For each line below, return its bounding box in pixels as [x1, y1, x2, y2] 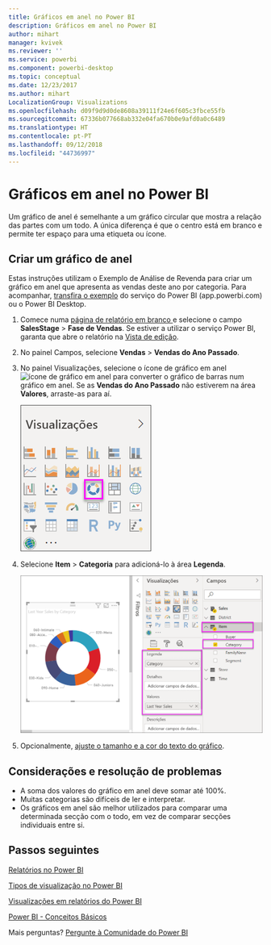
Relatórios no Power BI [8, 864, 84, 875]
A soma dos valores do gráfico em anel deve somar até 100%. [19, 786, 227, 796]
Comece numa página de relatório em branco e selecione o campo [19, 315, 242, 324]
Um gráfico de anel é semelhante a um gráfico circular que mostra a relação [8, 211, 262, 221]
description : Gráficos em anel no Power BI [8, 21, 157, 30]
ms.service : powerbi [8, 56, 78, 64]
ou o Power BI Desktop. [8, 299, 87, 309]
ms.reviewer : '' [8, 47, 63, 56]
